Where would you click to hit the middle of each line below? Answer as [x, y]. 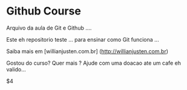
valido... [16, 69]
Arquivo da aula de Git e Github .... [49, 28]
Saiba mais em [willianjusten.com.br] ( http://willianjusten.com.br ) [87, 51]
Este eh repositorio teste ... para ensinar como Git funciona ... [83, 39]
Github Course [44, 11]
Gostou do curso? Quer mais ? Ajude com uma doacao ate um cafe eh [94, 63]
